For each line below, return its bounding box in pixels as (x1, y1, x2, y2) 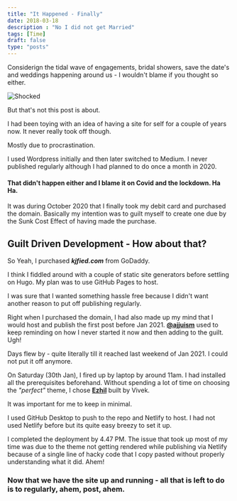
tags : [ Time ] (7, 30, 46, 38)
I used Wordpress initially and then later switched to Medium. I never (7, 154, 208, 163)
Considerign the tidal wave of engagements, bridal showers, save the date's (7, 63, 230, 71)
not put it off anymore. (7, 357, 73, 366)
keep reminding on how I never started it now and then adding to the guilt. (7, 328, 224, 337)
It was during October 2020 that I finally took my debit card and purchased (7, 202, 226, 211)
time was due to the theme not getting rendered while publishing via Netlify (7, 443, 228, 451)
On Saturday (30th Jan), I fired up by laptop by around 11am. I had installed (7, 371, 226, 379)
